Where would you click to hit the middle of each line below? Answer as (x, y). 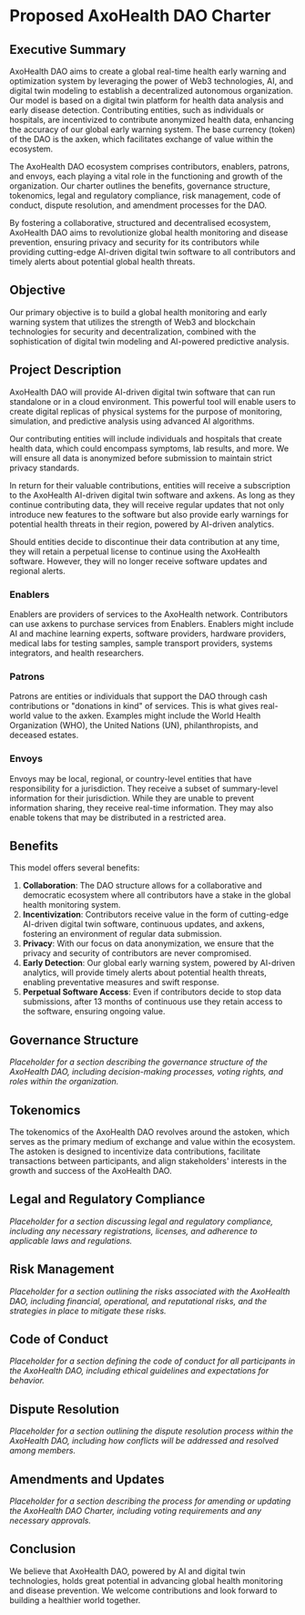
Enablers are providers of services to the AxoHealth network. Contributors (149, 614)
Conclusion (43, 1549)
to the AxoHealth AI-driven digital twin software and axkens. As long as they (152, 495)
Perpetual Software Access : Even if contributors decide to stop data (152, 992)
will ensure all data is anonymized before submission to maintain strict (141, 458)
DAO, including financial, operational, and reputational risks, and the (138, 1301)
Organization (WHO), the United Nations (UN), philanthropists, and (134, 725)
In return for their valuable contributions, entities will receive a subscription (150, 485)
